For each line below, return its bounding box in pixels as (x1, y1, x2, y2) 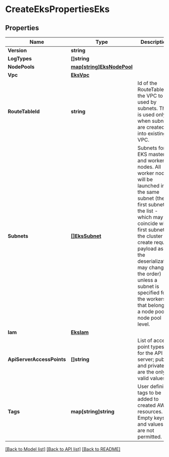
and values (137, 421, 163, 427)
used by (137, 99, 157, 105)
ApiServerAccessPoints (8, 356, 66, 363)
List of (137, 337, 152, 344)
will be (137, 176, 153, 183)
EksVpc (70, 71, 90, 79)
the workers (137, 295, 166, 302)
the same (137, 189, 159, 195)
